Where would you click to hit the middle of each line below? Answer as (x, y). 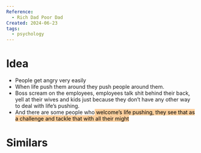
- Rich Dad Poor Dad (37, 17)
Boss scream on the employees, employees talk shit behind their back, (103, 93)
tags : (13, 28)
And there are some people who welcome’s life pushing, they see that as (105, 112)
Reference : (20, 12)
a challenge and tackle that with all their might (72, 119)
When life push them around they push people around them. (89, 87)
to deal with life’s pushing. (47, 106)
